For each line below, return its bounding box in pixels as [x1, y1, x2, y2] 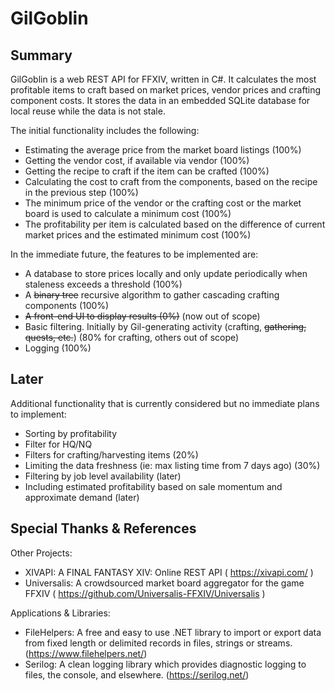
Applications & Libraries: [10, 607, 111, 619]
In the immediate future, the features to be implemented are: [10, 248, 259, 260]
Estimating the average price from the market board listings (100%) [24, 144, 302, 156]
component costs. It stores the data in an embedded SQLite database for [10, 95, 311, 106]
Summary [10, 47, 73, 64]
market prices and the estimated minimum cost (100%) [24, 229, 252, 241]
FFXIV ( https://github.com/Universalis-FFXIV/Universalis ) [24, 587, 266, 599]
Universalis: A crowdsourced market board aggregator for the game [24, 577, 305, 589]
